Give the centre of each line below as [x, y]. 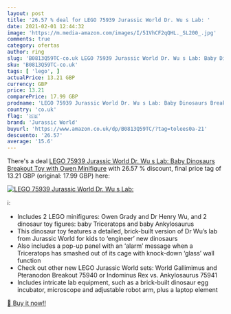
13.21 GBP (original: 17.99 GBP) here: [58, 176]
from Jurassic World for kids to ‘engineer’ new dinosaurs [97, 239]
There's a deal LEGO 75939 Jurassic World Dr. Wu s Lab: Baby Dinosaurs [111, 161]
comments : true [29, 39]
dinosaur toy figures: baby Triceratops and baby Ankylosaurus [106, 224]
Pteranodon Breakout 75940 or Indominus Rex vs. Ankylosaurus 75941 [117, 275]
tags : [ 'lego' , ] [33, 71]
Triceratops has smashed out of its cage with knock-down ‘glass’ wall [116, 253]
